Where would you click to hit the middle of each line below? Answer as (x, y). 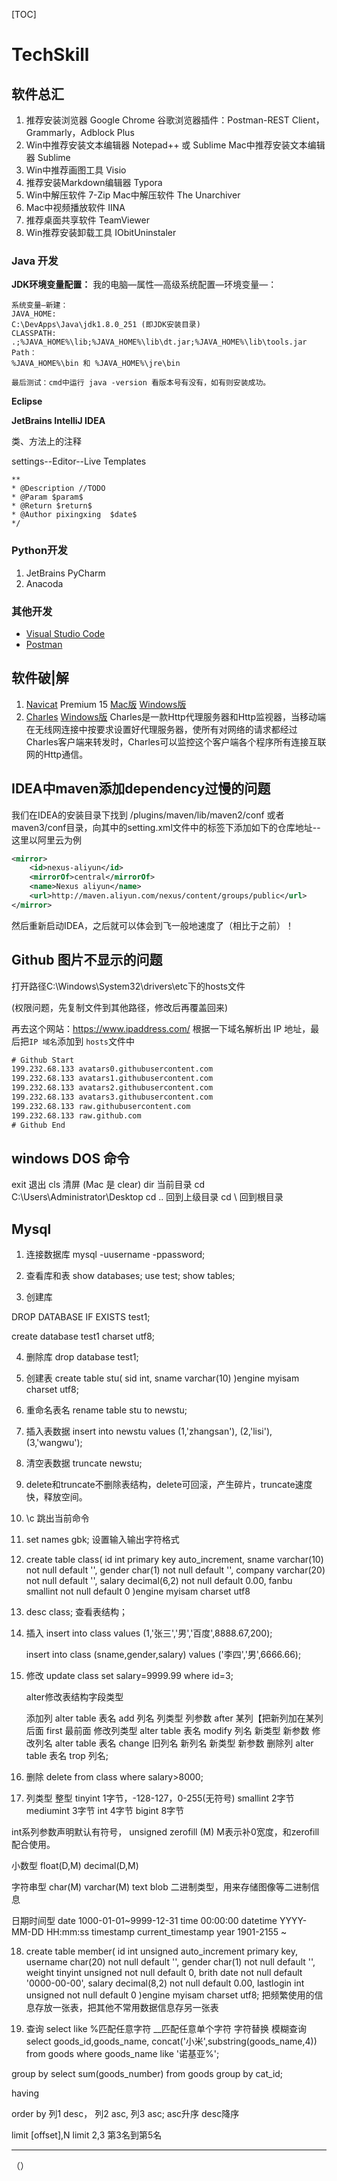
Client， (308, 120)
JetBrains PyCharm (65, 573)
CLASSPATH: (34, 334)
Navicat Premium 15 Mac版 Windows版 (106, 704)
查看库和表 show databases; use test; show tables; (130, 1276)
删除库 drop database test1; (82, 1357)
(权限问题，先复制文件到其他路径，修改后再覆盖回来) (120, 1007)
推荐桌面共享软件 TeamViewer (87, 220)
